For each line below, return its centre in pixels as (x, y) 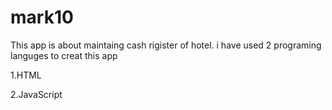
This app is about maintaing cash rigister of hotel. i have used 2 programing (166, 45)
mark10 (42, 17)
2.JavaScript (36, 94)
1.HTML (26, 75)
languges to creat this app (64, 55)
